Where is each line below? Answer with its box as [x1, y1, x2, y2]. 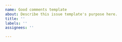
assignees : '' [5, 25, 34, 30]
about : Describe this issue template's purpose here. [5, 12, 118, 17]
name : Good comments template [5, 7, 67, 12]
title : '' [5, 16, 26, 21]
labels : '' [5, 21, 28, 26]
